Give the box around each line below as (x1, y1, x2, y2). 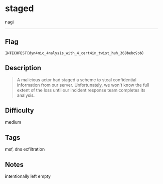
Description (5, 64, 41, 72)
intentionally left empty (5, 173, 51, 179)
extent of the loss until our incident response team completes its (16, 87, 146, 93)
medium (5, 119, 21, 125)
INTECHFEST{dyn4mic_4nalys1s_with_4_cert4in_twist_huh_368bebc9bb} (5, 51, 145, 55)
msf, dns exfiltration (5, 147, 45, 152)
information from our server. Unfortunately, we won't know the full (16, 82, 149, 88)
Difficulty (5, 106, 34, 114)
